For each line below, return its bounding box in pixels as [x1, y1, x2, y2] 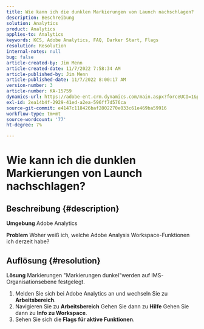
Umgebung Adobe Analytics [6, 220, 78, 227]
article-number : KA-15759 [6, 88, 72, 94]
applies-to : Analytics [6, 32, 64, 38]
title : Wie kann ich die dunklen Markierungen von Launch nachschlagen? [6, 9, 194, 15]
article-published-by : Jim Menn [6, 71, 88, 77]
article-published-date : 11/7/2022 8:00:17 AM [6, 77, 126, 83]
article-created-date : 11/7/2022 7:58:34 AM [6, 65, 121, 72]
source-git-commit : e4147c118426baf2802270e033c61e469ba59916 [6, 105, 167, 111]
